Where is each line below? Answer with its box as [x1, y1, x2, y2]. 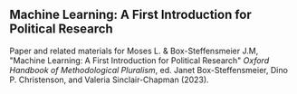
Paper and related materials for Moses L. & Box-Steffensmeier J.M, [9, 45, 259, 56]
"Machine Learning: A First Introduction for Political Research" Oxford [9, 54, 270, 66]
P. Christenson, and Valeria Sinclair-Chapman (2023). [9, 74, 210, 85]
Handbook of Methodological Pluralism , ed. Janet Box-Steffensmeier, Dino [9, 64, 288, 75]
